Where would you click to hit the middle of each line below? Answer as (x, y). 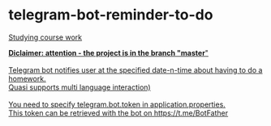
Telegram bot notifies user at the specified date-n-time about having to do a (135, 69)
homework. (27, 78)
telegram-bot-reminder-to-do (111, 15)
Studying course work (45, 37)
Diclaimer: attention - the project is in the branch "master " (109, 52)
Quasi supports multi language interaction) (80, 87)
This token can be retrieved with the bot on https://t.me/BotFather (118, 113)
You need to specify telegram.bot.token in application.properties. (117, 104)
